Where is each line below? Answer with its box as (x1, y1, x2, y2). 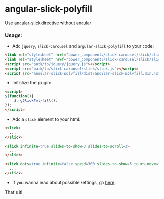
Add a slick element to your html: (12, 116, 81, 122)
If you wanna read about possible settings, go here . (12, 179, 116, 185)
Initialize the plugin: (12, 79, 51, 85)
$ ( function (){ (5, 94, 34, 99)
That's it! (5, 189, 23, 195)
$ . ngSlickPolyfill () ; (14, 98, 58, 103)
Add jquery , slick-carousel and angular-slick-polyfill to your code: (12, 43, 154, 49)
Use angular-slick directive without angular (5, 20, 92, 25)
